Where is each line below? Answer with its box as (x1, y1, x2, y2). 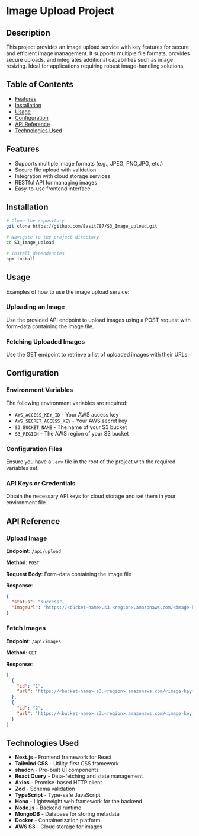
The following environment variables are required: (6, 399, 128, 406)
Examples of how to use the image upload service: (6, 288, 130, 295)
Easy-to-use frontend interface (14, 185, 91, 192)
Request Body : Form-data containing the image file (6, 571, 132, 578)
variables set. (6, 465, 39, 472)
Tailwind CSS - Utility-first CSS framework (14, 760, 120, 767)
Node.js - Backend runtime (14, 804, 82, 811)
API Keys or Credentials (6, 479, 76, 487)
